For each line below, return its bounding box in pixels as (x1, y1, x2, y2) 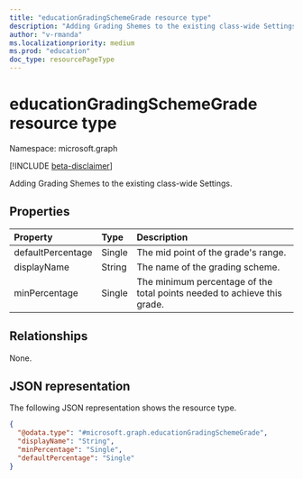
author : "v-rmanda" (9, 30, 83, 39)
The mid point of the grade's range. (136, 245, 287, 258)
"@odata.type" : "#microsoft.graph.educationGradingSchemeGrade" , (17, 428, 269, 438)
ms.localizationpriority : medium (9, 38, 135, 48)
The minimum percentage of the (136, 275, 273, 288)
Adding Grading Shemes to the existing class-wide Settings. (9, 178, 233, 189)
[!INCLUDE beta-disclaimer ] (9, 160, 113, 171)
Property (14, 231, 53, 244)
